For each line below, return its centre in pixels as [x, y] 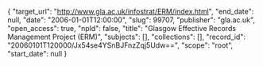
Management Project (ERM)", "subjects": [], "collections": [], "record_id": [126, 37]
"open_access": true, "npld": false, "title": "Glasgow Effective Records [122, 28]
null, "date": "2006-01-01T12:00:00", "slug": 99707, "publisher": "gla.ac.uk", [131, 20]
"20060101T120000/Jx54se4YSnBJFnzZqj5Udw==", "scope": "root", [120, 45]
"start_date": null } [37, 54]
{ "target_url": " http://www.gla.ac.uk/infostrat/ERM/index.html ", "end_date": [131, 12]
